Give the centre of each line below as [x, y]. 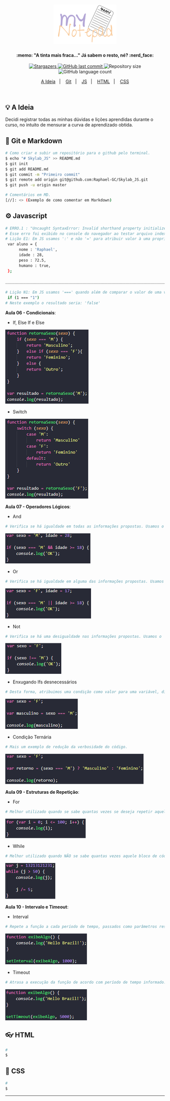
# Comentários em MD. [28, 195]
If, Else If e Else [28, 322]
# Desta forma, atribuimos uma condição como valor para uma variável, [82, 692]
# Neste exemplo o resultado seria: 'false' [53, 303]
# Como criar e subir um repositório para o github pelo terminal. [78, 153]
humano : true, [35, 266]
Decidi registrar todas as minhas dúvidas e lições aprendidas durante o [79, 119]
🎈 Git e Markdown [34, 141]
